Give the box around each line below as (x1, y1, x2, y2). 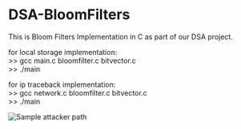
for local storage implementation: (8, 47, 118, 57)
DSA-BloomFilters (8, 6, 131, 24)
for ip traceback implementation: (8, 80, 116, 89)
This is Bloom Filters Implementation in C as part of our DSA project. (8, 32, 234, 41)
